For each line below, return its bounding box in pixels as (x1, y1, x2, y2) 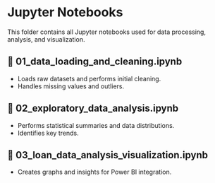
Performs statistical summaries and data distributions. (17, 121, 175, 129)
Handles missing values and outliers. (17, 82, 125, 90)
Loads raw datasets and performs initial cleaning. (17, 74, 161, 83)
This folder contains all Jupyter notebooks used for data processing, (7, 28, 207, 36)
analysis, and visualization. (7, 35, 85, 43)
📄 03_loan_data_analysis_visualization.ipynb (7, 149, 208, 161)
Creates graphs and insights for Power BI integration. (17, 167, 172, 177)
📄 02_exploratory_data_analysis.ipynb (7, 102, 179, 114)
